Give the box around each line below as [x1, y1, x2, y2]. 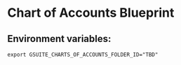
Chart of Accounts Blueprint [7, 5, 175, 21]
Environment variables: [7, 33, 112, 45]
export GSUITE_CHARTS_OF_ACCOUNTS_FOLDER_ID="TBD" [7, 51, 159, 58]
